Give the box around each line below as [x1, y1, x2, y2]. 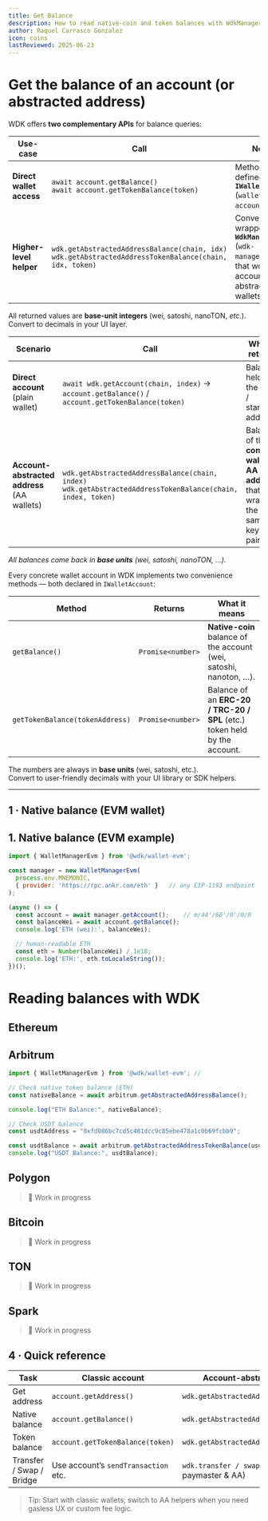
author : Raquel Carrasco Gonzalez [8, 26, 124, 34]
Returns [154, 603, 185, 614]
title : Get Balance [8, 11, 73, 20]
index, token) [62, 493, 116, 502]
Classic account [81, 1372, 145, 1384]
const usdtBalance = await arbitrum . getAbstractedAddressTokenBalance [8, 1142, 248, 1150]
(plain [12, 392, 34, 403]
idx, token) [51, 260, 97, 270]
